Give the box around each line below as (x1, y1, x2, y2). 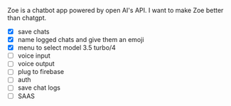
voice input (17, 51, 51, 60)
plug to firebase (17, 68, 65, 76)
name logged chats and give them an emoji (17, 36, 144, 44)
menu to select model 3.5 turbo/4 (17, 43, 116, 52)
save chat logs (17, 83, 60, 92)
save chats (17, 28, 50, 36)
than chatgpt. (7, 14, 47, 22)
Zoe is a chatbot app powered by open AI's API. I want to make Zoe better (7, 6, 224, 14)
